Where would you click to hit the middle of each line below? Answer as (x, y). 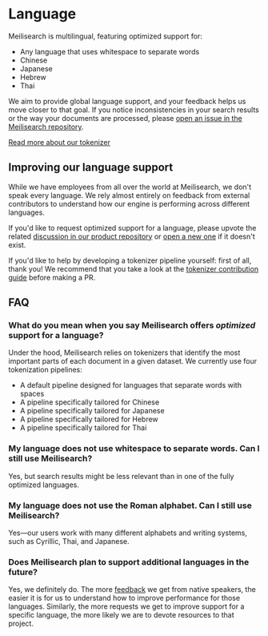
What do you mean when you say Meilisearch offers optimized (132, 325)
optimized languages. (44, 485)
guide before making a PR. (52, 277)
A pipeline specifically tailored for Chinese (90, 402)
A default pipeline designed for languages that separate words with (131, 385)
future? (23, 572)
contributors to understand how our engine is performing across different (129, 203)
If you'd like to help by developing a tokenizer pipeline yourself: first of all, (130, 260)
